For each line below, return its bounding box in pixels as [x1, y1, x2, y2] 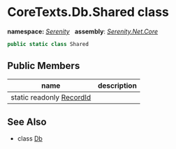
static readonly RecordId [10, 92, 91, 102]
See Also [7, 116, 47, 128]
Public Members [7, 60, 80, 72]
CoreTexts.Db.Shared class [7, 4, 170, 20]
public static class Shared [7, 40, 89, 47]
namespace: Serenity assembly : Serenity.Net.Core [7, 27, 159, 36]
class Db [17, 134, 43, 143]
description [97, 81, 138, 91]
